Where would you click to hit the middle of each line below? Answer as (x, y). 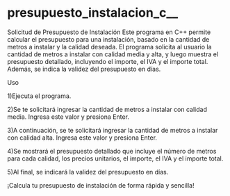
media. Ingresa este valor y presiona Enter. (68, 117)
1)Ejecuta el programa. (39, 96)
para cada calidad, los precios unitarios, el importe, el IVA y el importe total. (115, 158)
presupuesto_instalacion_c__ (93, 13)
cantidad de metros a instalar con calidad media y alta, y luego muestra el (113, 54)
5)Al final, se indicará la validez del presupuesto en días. (88, 172)
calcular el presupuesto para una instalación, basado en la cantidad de (108, 39)
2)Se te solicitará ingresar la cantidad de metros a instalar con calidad (107, 109)
